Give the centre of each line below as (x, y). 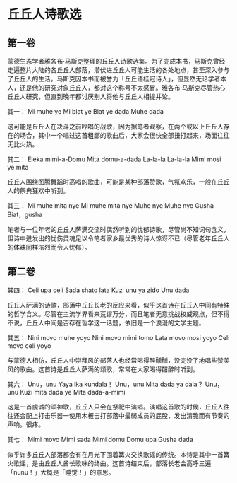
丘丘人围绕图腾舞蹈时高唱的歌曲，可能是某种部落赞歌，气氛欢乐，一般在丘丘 (119, 182)
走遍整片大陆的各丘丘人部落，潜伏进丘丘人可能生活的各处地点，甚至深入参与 (119, 70)
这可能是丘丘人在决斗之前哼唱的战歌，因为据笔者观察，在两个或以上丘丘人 (115, 127)
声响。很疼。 (26, 424)
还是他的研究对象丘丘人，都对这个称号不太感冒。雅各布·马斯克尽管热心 (122, 88)
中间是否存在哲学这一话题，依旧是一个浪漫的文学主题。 (124, 322)
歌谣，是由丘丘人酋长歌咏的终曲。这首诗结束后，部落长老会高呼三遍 (112, 463)
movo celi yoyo (29, 345)
